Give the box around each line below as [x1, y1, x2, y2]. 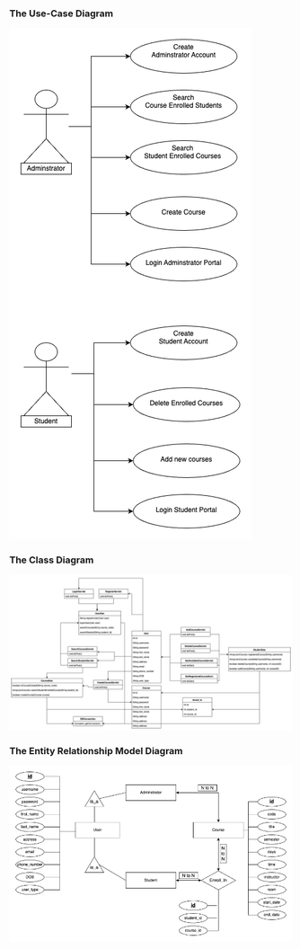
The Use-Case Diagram [9, 7, 114, 20]
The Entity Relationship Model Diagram [9, 745, 183, 758]
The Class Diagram [9, 554, 94, 566]
